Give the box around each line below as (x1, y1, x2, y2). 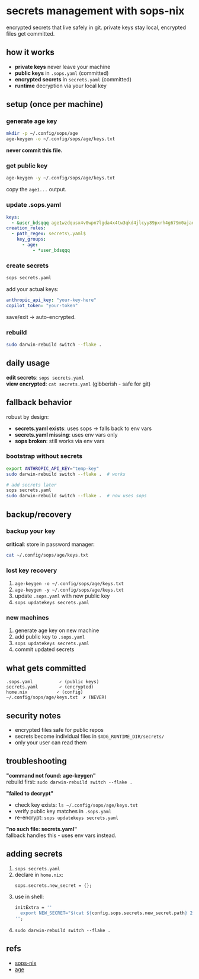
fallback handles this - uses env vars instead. (6, 832, 117, 839)
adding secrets (6, 849, 63, 859)
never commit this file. (6, 147, 63, 154)
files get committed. (6, 30, 55, 37)
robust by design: (6, 413, 49, 420)
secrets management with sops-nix (6, 4, 185, 18)
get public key (6, 162, 48, 170)
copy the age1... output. (6, 186, 67, 193)
